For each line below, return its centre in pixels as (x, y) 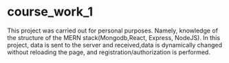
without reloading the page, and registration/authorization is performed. (109, 52)
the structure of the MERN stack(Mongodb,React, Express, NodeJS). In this (114, 37)
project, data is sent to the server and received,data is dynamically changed (115, 45)
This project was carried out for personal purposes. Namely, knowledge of (113, 30)
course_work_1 (50, 12)
